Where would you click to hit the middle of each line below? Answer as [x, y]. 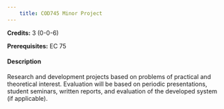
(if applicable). [27, 98]
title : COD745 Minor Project [61, 13]
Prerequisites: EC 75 [37, 46]
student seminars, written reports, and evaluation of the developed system [112, 91]
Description [24, 61]
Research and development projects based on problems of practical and [109, 76]
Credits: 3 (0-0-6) [33, 33]
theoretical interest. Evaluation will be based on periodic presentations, [107, 84]
